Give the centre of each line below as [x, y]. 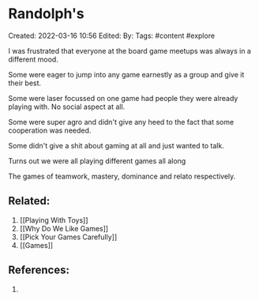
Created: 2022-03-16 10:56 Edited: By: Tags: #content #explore [112, 36]
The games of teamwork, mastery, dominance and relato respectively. [122, 176]
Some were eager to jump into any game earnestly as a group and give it [126, 74]
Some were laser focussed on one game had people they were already [123, 98]
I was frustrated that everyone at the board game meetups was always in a [129, 51]
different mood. [34, 59]
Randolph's [46, 14]
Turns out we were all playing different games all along [97, 161]
